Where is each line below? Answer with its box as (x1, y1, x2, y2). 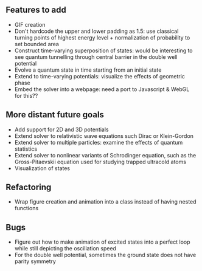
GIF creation (14, 21, 46, 28)
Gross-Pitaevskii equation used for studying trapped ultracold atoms (14, 158, 187, 165)
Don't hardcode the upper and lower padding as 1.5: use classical (14, 27, 179, 35)
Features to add (5, 5, 66, 15)
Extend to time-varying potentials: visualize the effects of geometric (14, 72, 185, 80)
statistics (14, 145, 38, 153)
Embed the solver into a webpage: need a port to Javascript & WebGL (14, 85, 190, 93)
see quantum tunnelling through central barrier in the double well (14, 53, 178, 60)
